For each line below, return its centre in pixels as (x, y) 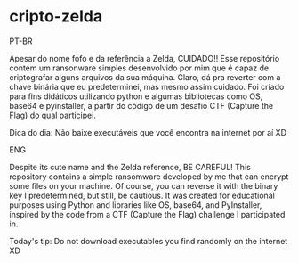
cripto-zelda (56, 16)
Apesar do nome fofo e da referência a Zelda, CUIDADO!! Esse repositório (145, 58)
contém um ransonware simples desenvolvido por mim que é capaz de (139, 68)
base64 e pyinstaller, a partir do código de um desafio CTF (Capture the (141, 105)
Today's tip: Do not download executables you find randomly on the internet (149, 241)
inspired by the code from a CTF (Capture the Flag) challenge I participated (147, 214)
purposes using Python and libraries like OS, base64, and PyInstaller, (136, 205)
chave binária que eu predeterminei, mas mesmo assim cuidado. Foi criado (147, 86)
